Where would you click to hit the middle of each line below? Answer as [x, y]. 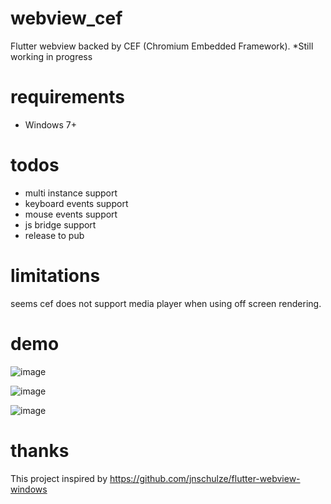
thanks [40, 450]
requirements [67, 97]
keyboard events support [76, 203]
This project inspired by [59, 478]
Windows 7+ [50, 124]
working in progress [51, 56]
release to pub [54, 235]
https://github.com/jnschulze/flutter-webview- [205, 478]
